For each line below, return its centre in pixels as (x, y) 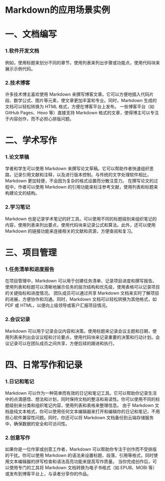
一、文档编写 (31, 34)
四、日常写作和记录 (44, 365)
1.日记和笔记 (20, 381)
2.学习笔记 (18, 207)
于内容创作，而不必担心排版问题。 (40, 119)
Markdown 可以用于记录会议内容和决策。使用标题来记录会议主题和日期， (79, 331)
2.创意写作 (18, 437)
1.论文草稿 (17, 157)
